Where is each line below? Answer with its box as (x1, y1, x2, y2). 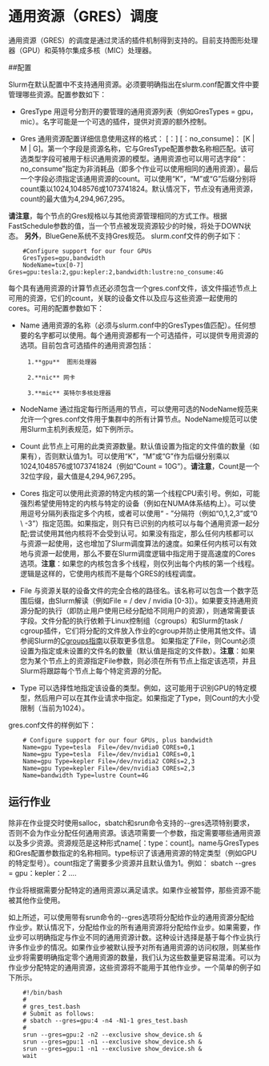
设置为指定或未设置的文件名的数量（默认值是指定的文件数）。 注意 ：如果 (19, 645, 255, 655)
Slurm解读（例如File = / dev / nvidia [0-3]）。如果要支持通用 (54, 596, 251, 605)
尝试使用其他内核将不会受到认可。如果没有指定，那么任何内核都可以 (29, 528, 255, 538)
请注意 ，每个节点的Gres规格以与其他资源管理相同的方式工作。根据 (8, 210, 228, 221)
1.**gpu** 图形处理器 (27, 358, 98, 366)
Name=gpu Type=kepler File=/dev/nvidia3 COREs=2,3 (22, 764, 195, 772)
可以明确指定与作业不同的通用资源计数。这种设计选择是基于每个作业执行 (22, 932, 261, 942)
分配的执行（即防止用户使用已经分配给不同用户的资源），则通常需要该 (26, 605, 255, 615)
